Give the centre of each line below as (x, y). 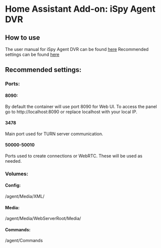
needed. (13, 161)
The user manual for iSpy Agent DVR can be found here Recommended (77, 49)
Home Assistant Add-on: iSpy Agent (80, 9)
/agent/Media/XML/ (25, 197)
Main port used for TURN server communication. (54, 134)
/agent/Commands (24, 241)
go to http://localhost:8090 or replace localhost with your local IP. (71, 112)
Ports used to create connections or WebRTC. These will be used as (74, 156)
